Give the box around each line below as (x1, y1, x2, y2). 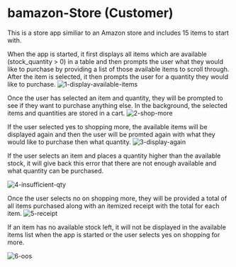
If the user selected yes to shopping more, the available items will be (7, 122, 208, 131)
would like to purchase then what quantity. (7, 137, 131, 146)
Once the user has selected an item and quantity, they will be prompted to (7, 94, 223, 102)
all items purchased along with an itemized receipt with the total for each (7, 201, 220, 210)
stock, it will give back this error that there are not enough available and (7, 158, 217, 168)
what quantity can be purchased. (7, 166, 104, 175)
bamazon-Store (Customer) (7, 5, 174, 21)
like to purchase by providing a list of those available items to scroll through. (7, 65, 230, 73)
